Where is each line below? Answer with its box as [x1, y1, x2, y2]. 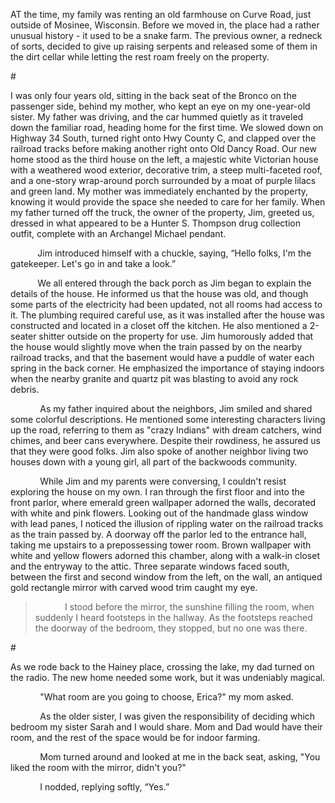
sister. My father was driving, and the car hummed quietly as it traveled [10, 111, 304, 123]
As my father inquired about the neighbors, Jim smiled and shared [39, 403, 313, 414]
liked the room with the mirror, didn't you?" [10, 762, 187, 773]
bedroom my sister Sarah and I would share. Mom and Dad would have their [10, 721, 323, 733]
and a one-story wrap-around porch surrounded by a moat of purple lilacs [10, 175, 317, 186]
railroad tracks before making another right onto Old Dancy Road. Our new [10, 143, 317, 154]
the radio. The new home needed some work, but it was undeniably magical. [10, 672, 326, 683]
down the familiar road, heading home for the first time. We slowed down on [10, 122, 324, 133]
